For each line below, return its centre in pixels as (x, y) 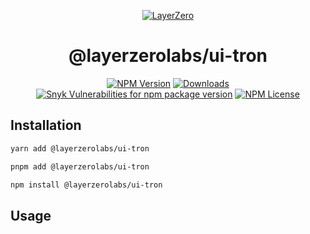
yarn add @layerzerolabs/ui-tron (80, 148)
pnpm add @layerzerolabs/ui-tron (80, 166)
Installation (46, 125)
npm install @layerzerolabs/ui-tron (86, 185)
